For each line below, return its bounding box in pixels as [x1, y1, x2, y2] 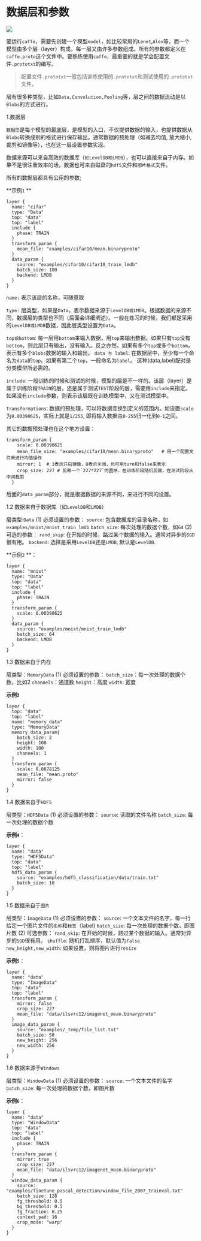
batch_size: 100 [17, 267, 58, 273]
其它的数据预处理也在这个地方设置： [6, 425, 96, 432]
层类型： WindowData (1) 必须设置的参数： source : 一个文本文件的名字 [6, 1077, 173, 1084]
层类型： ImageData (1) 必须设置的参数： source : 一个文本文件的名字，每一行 [6, 914, 191, 922]
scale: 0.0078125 [17, 766, 60, 772]
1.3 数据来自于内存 [6, 658, 51, 665]
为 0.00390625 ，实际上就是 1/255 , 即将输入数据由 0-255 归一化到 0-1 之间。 [6, 412, 181, 419]
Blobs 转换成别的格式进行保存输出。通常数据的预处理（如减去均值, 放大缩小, [6, 133, 192, 141]
